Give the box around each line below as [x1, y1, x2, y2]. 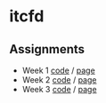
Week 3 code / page [21, 84, 97, 94]
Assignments [9, 42, 86, 57]
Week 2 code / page [21, 75, 97, 85]
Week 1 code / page [21, 65, 95, 75]
